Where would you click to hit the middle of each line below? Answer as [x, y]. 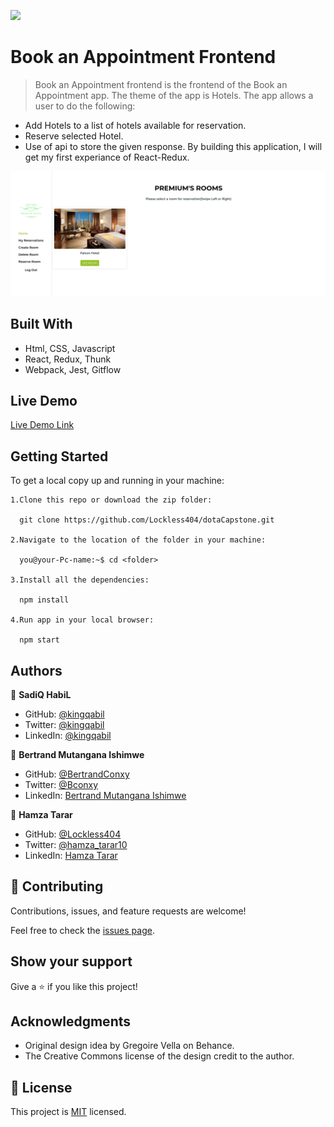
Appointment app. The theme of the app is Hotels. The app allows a [174, 95]
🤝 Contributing [57, 886]
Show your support [71, 961]
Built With [41, 324]
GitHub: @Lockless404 [73, 834]
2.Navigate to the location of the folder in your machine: [138, 540]
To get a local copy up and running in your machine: [117, 481]
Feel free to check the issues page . [82, 930]
